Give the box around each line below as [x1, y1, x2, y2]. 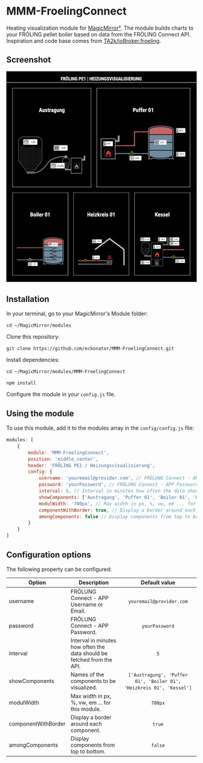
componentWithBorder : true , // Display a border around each [38, 507, 196, 513]
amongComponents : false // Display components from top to [38, 513, 190, 519]
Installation [6, 294, 50, 304]
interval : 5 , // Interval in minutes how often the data [38, 488, 185, 495]
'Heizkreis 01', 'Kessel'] [124, 685, 192, 691]
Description [78, 579, 109, 586]
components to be [70, 678, 116, 685]
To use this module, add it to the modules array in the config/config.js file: [6, 424, 195, 431]
